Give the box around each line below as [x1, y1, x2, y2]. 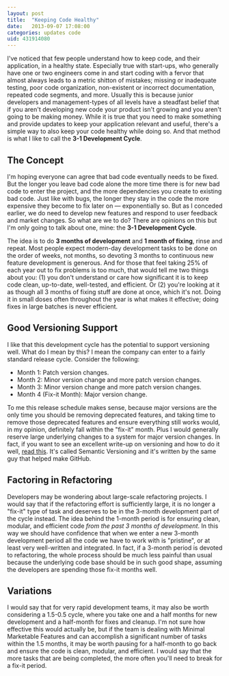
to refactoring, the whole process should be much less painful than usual [7, 551, 213, 559]
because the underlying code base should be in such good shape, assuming [7, 558, 222, 566]
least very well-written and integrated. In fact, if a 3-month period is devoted [7, 543, 223, 552]
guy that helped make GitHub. [7, 454, 92, 463]
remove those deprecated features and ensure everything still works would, [7, 418, 221, 426]
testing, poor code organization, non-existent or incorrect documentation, [7, 84, 215, 92]
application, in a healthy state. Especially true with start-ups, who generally [7, 62, 219, 70]
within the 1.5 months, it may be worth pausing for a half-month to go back [7, 640, 217, 648]
